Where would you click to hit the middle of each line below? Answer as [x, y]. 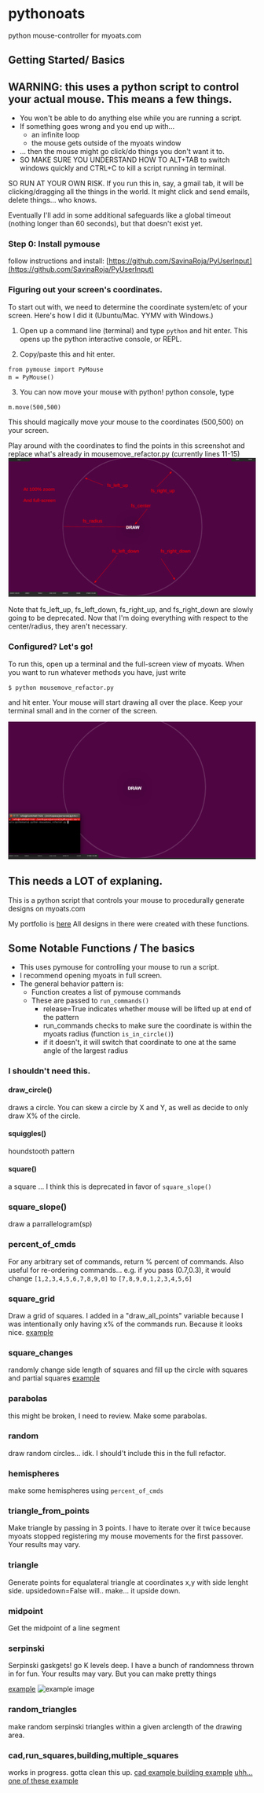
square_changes [40, 1352]
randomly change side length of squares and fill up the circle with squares [128, 1370]
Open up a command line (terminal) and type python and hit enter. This [134, 330]
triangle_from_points [49, 1511]
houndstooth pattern [41, 1151]
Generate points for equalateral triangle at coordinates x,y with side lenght [128, 1582]
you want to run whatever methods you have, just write [97, 672]
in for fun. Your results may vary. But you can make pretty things [112, 1674]
